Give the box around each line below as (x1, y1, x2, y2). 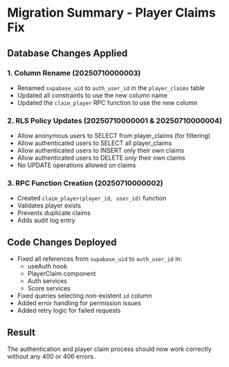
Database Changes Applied (7, 47, 128, 59)
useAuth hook (27, 262, 68, 271)
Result (7, 326, 36, 338)
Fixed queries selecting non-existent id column (17, 291, 152, 300)
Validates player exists (17, 201, 82, 210)
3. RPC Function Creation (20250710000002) (7, 178, 164, 188)
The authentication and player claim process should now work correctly (7, 345, 212, 353)
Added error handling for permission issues (17, 299, 142, 307)
